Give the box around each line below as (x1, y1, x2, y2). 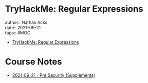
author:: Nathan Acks (5, 19, 48, 25)
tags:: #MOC (5, 30, 31, 35)
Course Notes (5, 56, 62, 67)
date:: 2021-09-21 (5, 24, 41, 30)
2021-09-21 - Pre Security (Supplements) (12, 72, 95, 78)
